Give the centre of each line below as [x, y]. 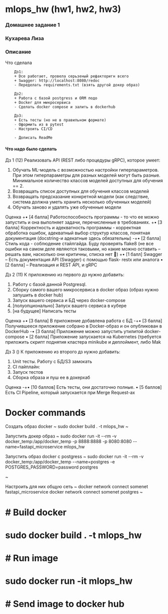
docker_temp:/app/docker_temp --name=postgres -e [60, 462]
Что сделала [19, 63]
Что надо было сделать [31, 148]
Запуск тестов [28, 372]
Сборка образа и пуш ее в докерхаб [51, 377]
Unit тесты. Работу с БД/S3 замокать [52, 361]
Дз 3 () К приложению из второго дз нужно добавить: [63, 352]
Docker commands [45, 413]
